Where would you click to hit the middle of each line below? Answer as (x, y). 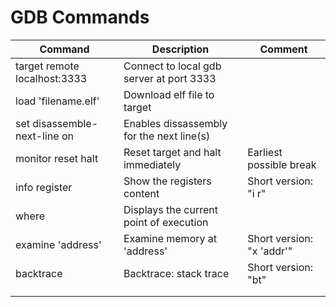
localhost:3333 (51, 78)
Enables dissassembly (175, 123)
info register (44, 187)
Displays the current (170, 209)
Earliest (265, 152)
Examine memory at (170, 238)
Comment (283, 49)
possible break (282, 164)
